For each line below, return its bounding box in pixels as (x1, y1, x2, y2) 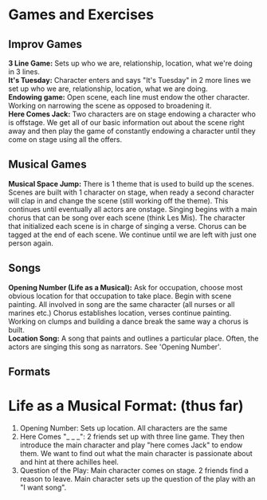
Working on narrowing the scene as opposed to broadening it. (8, 101, 212, 110)
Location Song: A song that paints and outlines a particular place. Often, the (8, 333, 259, 343)
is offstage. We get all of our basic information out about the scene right (8, 118, 245, 127)
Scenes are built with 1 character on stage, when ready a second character (8, 187, 255, 197)
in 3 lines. (8, 67, 40, 77)
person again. (8, 238, 54, 248)
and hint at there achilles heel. (19, 457, 120, 467)
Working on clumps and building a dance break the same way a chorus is (8, 317, 249, 326)
